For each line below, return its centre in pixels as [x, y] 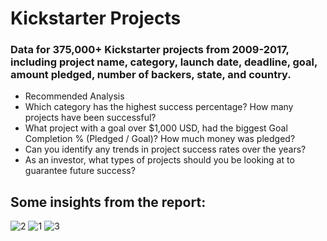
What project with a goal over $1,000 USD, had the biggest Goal [156, 128]
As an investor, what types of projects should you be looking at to [159, 160]
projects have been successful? [90, 118]
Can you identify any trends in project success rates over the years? [165, 149]
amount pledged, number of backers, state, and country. [151, 75]
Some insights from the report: [108, 202]
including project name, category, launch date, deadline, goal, [164, 62]
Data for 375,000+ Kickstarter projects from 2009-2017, [150, 50]
